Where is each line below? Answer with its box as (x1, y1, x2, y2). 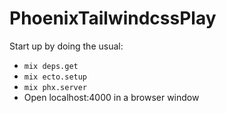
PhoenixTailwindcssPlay (9, 7, 217, 30)
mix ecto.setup (23, 72, 88, 82)
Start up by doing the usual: (9, 40, 124, 52)
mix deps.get (23, 61, 79, 71)
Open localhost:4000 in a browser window (23, 91, 200, 103)
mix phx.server (23, 82, 88, 92)
